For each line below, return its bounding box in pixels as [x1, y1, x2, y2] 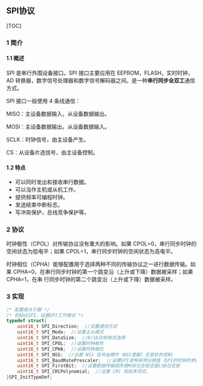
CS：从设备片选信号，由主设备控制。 [6, 148, 98, 156]
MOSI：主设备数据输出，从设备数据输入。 [6, 123, 111, 130]
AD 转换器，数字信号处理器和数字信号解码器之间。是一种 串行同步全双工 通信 [6, 76, 195, 84]
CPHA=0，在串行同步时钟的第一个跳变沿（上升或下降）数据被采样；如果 [13, 268, 193, 276]
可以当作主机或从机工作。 [14, 186, 79, 193]
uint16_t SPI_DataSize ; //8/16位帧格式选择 [17, 335, 126, 341]
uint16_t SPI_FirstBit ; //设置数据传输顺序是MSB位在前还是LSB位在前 [17, 363, 180, 369]
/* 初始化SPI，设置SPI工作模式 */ [6, 312, 84, 318]
